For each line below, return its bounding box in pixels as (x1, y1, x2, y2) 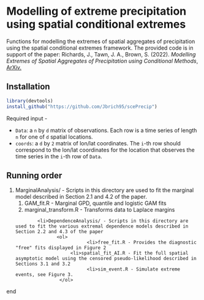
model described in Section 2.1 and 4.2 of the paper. (15, 193, 147, 201)
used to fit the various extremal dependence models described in (15, 223, 189, 229)
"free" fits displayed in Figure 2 (15, 245, 107, 251)
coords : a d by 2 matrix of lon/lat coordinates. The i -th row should (15, 139, 181, 147)
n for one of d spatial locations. (15, 133, 93, 140)
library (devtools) (6, 98, 53, 104)
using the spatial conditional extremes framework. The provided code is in (6, 44, 194, 52)
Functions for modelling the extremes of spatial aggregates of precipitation (6, 37, 195, 45)
